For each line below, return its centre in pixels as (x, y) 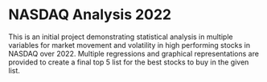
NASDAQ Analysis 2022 (90, 15)
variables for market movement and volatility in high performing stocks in (129, 45)
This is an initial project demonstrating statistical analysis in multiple (121, 37)
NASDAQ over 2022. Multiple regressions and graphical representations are (134, 53)
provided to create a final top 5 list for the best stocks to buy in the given (129, 62)
